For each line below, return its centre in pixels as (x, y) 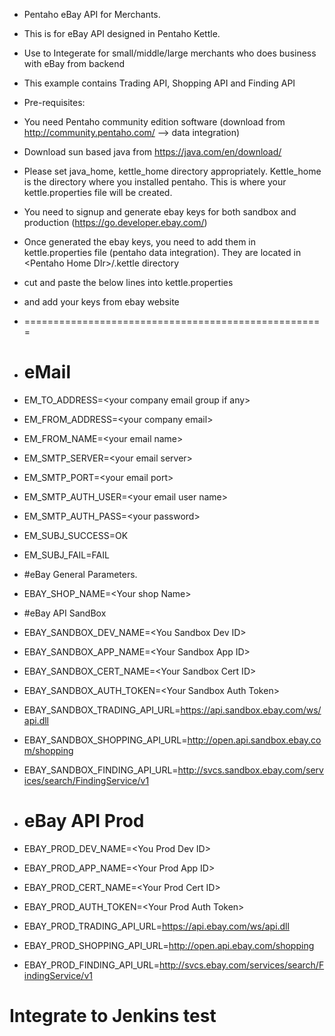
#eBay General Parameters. (80, 574)
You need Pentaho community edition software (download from (154, 122)
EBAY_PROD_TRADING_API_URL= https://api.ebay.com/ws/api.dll (156, 926)
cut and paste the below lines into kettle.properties (128, 282)
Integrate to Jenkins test (113, 1016)
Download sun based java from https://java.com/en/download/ (152, 152)
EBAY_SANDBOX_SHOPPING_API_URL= (105, 740)
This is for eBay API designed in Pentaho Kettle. (122, 33)
